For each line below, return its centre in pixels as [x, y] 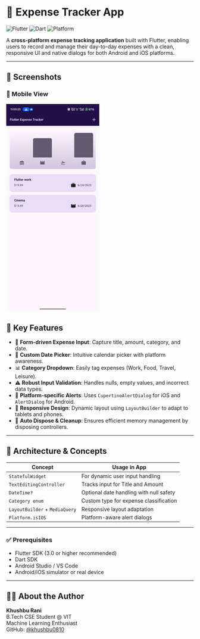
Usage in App [129, 467]
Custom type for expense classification [129, 501]
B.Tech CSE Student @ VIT [39, 617]
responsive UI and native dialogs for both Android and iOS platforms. [90, 52]
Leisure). [26, 376]
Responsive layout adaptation [117, 509]
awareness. [29, 361]
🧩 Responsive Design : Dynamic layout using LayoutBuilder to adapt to [101, 408]
